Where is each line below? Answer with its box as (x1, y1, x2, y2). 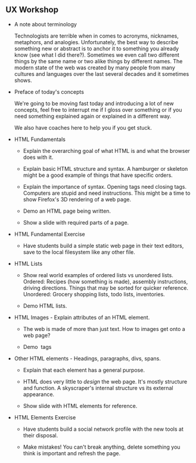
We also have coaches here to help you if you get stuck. (14, 124, 153, 131)
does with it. (23, 154, 54, 161)
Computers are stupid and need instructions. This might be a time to (23, 189, 191, 197)
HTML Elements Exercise (14, 413, 76, 421)
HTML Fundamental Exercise (14, 230, 85, 238)
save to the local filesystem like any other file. (23, 248, 135, 256)
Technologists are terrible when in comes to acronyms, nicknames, (14, 32, 179, 39)
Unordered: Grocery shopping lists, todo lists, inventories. (23, 290, 165, 298)
